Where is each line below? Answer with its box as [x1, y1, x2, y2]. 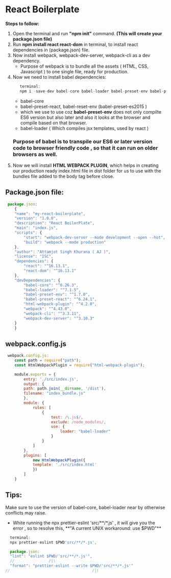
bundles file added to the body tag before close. [12, 173, 114, 179]
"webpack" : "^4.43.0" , [23, 306, 72, 312]
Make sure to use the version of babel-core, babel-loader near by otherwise [5, 504, 165, 510]
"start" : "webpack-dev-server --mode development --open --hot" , [23, 234, 166, 240]
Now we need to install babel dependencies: [12, 74, 106, 80]
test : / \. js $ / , [51, 415, 83, 420]
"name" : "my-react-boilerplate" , [14, 211, 86, 216]
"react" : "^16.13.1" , [23, 264, 70, 269]
